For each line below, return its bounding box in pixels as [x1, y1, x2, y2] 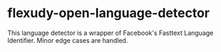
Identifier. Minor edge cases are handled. [7, 36, 128, 44]
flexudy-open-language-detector [7, 5, 210, 21]
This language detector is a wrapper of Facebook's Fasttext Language [7, 28, 214, 37]
